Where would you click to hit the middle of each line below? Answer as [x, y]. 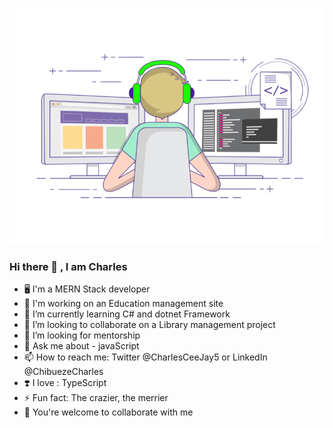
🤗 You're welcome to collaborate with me [108, 412]
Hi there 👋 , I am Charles [68, 266]
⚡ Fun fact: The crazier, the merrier [96, 398]
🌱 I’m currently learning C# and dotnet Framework [127, 314]
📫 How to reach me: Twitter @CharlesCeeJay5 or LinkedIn [145, 357]
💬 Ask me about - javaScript [81, 346]
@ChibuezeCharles [63, 372]
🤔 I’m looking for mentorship [82, 335]
